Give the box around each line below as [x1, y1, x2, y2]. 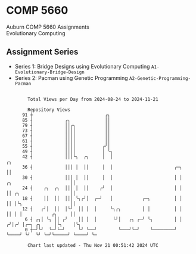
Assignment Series [6, 47, 79, 57]
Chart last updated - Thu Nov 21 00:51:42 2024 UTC [27, 242, 159, 248]
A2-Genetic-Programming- [129, 75, 191, 81]
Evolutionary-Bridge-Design [14, 69, 85, 75]
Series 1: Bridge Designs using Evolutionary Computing [14, 63, 150, 70]
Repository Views [27, 107, 70, 113]
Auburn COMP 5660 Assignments [6, 23, 89, 30]
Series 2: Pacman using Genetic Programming [14, 74, 128, 81]
